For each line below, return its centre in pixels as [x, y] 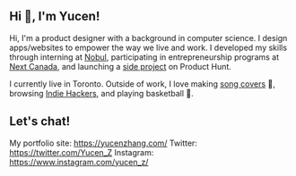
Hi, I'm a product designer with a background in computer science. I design [148, 38]
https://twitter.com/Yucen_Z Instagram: [82, 152]
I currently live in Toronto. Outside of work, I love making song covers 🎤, [143, 84]
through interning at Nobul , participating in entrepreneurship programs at [144, 57]
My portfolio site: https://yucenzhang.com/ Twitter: [103, 143]
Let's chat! [40, 122]
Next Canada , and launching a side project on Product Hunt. [120, 66]
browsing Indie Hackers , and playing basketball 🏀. [102, 93]
